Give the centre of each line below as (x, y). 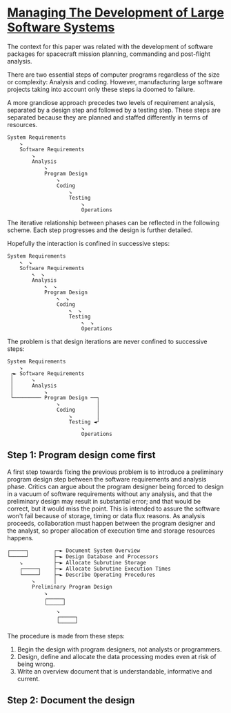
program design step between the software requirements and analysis (107, 479)
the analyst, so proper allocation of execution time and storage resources (111, 531)
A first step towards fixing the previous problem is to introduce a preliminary (115, 472)
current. (28, 678)
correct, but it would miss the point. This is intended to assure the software (114, 508)
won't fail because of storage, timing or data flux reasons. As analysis (106, 515)
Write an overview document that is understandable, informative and (114, 671)
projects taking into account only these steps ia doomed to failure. (101, 89)
